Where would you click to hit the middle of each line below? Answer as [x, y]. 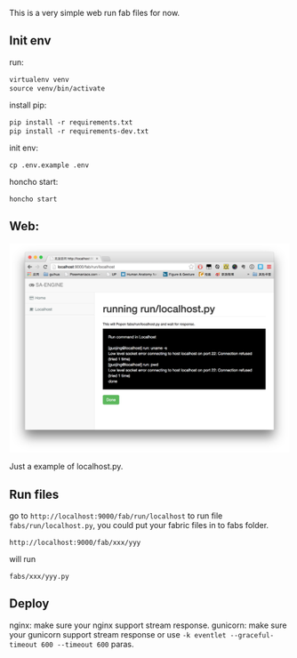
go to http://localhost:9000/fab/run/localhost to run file [116, 516]
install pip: [28, 105]
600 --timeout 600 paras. [88, 644]
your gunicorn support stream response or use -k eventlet [118, 634]
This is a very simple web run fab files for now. [95, 13]
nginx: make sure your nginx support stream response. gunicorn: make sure [148, 625]
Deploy [29, 604]
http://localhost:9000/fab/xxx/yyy [75, 542]
